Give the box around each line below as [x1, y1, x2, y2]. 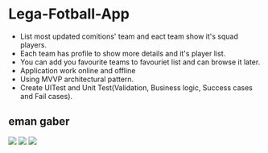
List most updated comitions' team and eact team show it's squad [19, 31, 239, 41]
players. [19, 39, 47, 49]
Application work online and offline [19, 65, 136, 75]
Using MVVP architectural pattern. [19, 74, 134, 84]
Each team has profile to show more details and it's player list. [19, 48, 226, 58]
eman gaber [8, 114, 70, 129]
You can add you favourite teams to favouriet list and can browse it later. [19, 57, 261, 67]
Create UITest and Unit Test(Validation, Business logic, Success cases [19, 82, 254, 93]
